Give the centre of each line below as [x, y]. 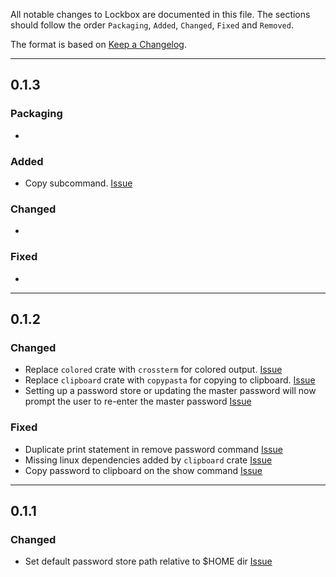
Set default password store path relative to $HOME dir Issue [148, 561]
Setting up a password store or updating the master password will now [170, 391]
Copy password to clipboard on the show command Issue [143, 470]
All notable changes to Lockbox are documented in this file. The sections [160, 14]
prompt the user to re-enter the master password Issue [138, 401]
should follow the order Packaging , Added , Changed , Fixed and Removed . [152, 25]
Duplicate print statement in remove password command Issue [153, 449]
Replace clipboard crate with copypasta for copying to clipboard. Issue [170, 380]
